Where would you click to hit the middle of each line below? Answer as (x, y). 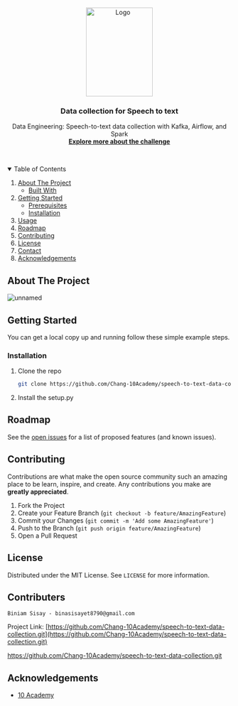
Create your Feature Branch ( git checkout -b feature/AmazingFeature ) (122, 513)
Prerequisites (48, 205)
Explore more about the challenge (119, 141)
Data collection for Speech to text (119, 111)
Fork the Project (41, 505)
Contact (29, 251)
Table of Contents (40, 169)
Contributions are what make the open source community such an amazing (117, 477)
